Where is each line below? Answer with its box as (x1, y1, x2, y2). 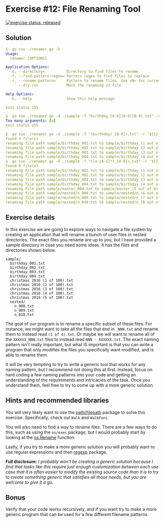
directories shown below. (5, 247, 56, 253)
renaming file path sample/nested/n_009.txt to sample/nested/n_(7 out (5, 196, 154, 200)
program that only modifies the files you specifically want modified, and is (5, 347, 154, 352)
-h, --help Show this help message (10, 96, 115, 101)
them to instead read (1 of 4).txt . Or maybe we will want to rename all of (5, 331, 155, 337)
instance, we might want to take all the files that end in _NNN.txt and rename (5, 326, 159, 332)
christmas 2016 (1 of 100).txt (10, 278, 73, 283)
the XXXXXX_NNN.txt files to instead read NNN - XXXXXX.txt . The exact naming (5, 336, 159, 342)
